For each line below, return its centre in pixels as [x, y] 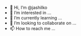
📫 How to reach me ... [32, 28]
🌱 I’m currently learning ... [36, 18]
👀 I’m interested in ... [30, 13]
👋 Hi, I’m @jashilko [28, 8]
